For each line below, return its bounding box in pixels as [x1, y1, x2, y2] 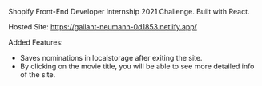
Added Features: [8, 37, 63, 47]
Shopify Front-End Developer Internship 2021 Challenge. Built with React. [8, 7, 250, 16]
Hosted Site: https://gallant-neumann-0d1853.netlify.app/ [8, 22, 198, 31]
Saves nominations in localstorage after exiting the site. [19, 53, 203, 62]
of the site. [19, 70, 56, 79]
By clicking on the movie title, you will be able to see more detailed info [19, 61, 255, 71]
